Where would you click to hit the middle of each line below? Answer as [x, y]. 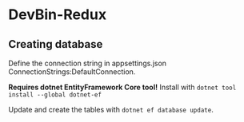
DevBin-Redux [57, 15]
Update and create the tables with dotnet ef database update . [111, 110]
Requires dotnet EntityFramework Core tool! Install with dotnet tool [122, 87]
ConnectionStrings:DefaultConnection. [72, 72]
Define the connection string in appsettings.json [87, 63]
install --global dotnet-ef [55, 95]
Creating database [56, 44]
